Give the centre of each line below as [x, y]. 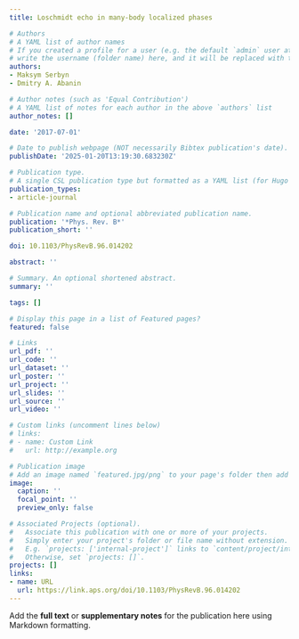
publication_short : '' [51, 230]
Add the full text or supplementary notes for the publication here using [141, 615]
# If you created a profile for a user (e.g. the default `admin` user [145, 50]
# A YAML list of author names [67, 42]
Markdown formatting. [50, 625]
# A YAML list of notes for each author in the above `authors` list [141, 108]
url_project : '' [39, 384]
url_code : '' [33, 360]
